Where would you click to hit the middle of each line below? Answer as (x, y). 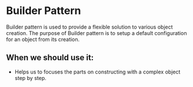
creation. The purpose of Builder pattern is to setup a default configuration (96, 33)
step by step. (31, 78)
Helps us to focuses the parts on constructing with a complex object (97, 72)
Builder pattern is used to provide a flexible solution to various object (89, 27)
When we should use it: (50, 58)
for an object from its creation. (43, 39)
